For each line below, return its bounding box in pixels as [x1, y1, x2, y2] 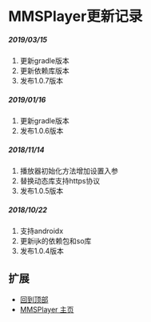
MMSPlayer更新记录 [8, 7, 143, 26]
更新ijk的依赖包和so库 [19, 236, 92, 246]
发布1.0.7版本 [19, 76, 64, 86]
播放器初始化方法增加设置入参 [19, 166, 118, 176]
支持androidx [19, 226, 64, 236]
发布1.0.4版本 [19, 246, 64, 256]
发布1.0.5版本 [19, 186, 64, 196]
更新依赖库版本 [19, 66, 70, 76]
